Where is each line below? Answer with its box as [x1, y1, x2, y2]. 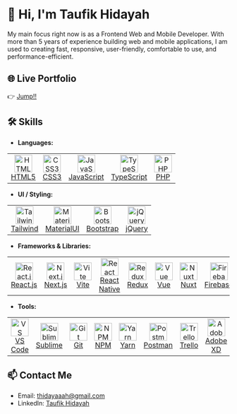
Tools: [17, 302, 37, 310]
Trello [179, 340, 199, 350]
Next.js [44, 279, 68, 289]
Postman [143, 340, 173, 350]
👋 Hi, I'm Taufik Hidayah [7, 6, 150, 23]
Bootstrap [86, 223, 119, 233]
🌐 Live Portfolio [7, 73, 77, 85]
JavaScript [68, 172, 104, 182]
